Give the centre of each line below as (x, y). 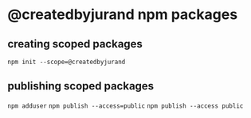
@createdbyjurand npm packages (123, 15)
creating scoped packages (75, 44)
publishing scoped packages (81, 86)
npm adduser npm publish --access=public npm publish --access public (125, 106)
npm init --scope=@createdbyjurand (67, 62)
